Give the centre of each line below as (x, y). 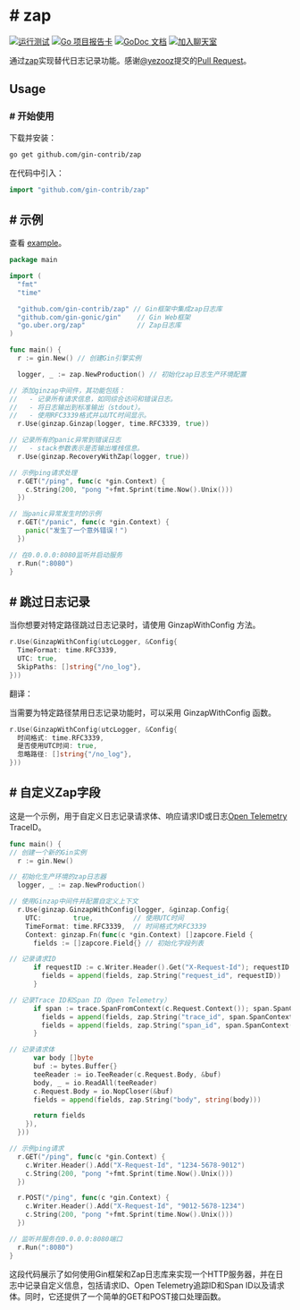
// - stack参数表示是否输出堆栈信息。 (77, 448)
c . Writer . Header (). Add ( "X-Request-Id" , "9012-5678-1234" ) (135, 1206)
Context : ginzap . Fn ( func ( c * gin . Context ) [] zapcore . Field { (139, 935)
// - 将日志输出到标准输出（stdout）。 (77, 407)
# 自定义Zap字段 (55, 793)
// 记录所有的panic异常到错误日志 (65, 440)
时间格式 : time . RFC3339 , (61, 738)
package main (33, 260)
